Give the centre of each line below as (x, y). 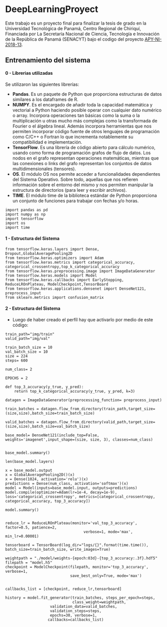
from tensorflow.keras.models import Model (51, 275)
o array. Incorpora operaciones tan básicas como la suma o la (76, 115)
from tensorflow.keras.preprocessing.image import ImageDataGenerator (80, 271)
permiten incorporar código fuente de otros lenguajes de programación (86, 131)
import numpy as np (25, 214)
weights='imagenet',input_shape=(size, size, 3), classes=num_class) (79, 440)
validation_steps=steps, (75, 611)
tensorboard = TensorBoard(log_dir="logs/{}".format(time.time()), (77, 545)
